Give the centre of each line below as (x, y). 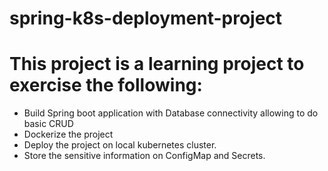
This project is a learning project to (157, 64)
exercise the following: (106, 85)
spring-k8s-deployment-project (146, 18)
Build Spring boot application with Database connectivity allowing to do (171, 113)
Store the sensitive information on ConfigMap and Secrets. (144, 156)
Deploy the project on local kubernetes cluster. (120, 145)
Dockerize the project (68, 134)
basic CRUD (48, 124)
